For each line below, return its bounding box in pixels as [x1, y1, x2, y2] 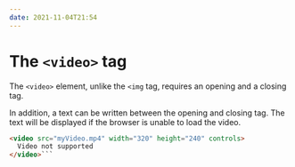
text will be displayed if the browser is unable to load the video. [9, 116, 242, 127]
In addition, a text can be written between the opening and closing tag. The [9, 107, 285, 118]
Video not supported [17, 142, 94, 151]
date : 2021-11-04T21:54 [9, 12, 98, 22]
